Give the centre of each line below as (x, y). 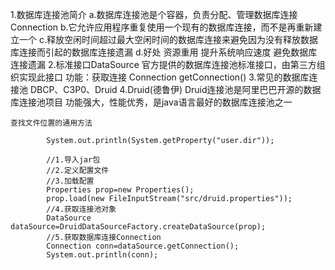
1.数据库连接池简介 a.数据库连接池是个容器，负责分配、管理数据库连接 (154, 14)
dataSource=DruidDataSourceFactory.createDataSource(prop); (138, 227)
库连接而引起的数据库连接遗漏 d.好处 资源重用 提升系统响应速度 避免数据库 (164, 52)
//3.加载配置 (70, 181)
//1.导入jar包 (73, 160)
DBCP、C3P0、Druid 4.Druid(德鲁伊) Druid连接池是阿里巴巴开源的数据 (175, 89)
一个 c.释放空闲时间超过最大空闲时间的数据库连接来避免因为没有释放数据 (168, 39)
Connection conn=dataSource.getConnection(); (143, 246)
